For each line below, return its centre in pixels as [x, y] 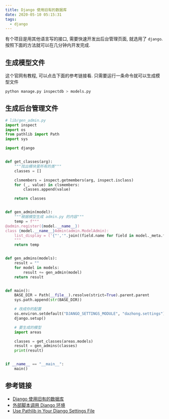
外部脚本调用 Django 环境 [39, 405]
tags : [11, 19]
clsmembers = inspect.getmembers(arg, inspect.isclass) [74, 180]
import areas [28, 332]
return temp [27, 245]
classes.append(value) [47, 189]
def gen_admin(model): [29, 212]
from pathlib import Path [32, 134]
